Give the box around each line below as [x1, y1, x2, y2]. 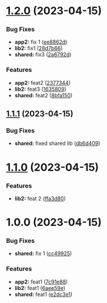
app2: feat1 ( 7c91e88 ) [14, 278, 68, 285]
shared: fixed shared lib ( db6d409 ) [14, 140, 101, 147]
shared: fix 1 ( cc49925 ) [14, 250, 72, 257]
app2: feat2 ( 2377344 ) [14, 79, 71, 86]
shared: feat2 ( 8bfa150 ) [14, 91, 73, 98]
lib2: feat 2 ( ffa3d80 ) [14, 195, 66, 202]
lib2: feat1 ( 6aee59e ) [14, 284, 66, 291]
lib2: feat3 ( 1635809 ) [14, 85, 66, 93]
